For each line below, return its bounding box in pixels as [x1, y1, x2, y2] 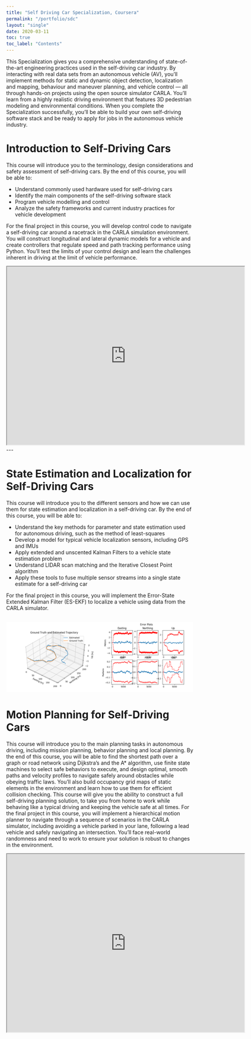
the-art [6, 64, 24, 71]
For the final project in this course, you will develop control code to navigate [6, 222, 192, 229]
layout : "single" [6, 22, 49, 28]
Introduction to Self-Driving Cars [6, 142, 171, 156]
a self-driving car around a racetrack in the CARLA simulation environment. [6, 229, 190, 236]
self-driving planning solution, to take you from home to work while [6, 797, 170, 804]
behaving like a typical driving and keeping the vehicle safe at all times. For [6, 804, 190, 811]
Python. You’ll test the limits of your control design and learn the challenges [6, 247, 191, 255]
